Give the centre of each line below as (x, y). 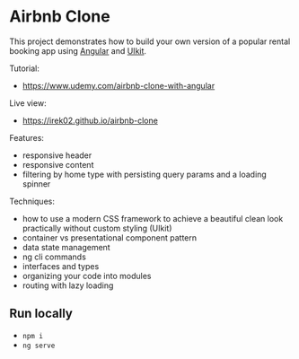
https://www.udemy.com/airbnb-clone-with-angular (119, 85)
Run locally (41, 314)
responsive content (58, 164)
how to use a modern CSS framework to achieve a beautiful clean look (153, 218)
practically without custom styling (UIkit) (97, 228)
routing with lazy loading (68, 285)
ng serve (39, 346)
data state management (66, 247)
